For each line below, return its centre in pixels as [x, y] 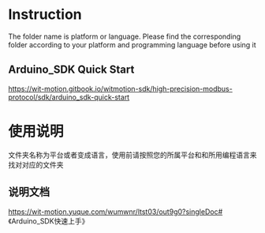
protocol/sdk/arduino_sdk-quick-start [69, 97]
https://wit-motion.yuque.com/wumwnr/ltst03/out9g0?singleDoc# [116, 212]
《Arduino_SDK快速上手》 [49, 221]
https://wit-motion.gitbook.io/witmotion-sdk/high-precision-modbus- [120, 88]
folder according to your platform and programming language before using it [132, 44]
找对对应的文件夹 [36, 164]
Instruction [45, 15]
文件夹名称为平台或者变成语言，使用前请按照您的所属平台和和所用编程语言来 [132, 155]
